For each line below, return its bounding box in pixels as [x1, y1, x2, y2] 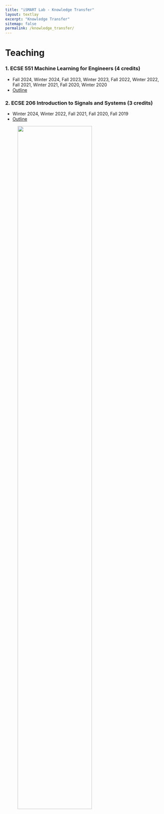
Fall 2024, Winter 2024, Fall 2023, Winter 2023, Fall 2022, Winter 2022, [12, 76, 159, 82]
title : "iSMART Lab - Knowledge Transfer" [5, 7, 94, 12]
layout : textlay [5, 12, 39, 17]
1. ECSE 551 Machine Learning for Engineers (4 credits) [5, 65, 141, 72]
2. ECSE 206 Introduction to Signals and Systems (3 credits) [5, 99, 153, 106]
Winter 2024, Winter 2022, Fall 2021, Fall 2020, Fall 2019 [12, 111, 129, 117]
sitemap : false [5, 21, 37, 26]
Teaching [5, 47, 45, 59]
